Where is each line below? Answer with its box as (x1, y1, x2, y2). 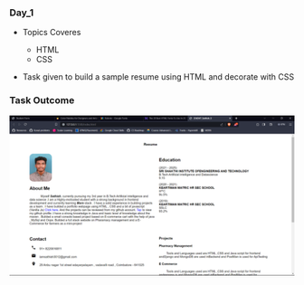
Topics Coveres (22, 27, 81, 38)
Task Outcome (9, 94, 75, 107)
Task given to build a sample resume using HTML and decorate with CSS (22, 71, 295, 82)
